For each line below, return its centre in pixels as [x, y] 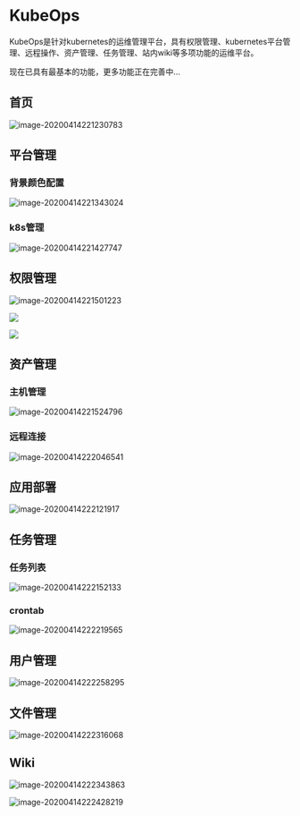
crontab [27, 610]
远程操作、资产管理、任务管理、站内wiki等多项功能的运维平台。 [142, 52]
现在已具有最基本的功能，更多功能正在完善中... [95, 72]
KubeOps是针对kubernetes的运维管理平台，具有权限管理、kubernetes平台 [146, 41]
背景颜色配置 [37, 183]
